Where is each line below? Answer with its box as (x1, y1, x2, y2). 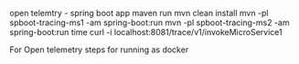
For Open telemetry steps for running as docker (9, 44, 189, 55)
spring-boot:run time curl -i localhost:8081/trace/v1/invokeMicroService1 (9, 27, 283, 37)
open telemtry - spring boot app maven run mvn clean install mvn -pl (9, 8, 269, 18)
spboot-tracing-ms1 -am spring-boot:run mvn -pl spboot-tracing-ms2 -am (9, 17, 290, 28)
